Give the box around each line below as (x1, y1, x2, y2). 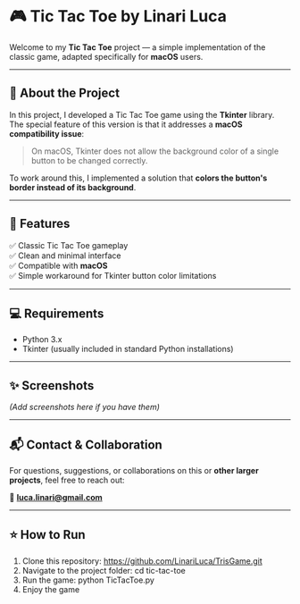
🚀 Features (9, 216, 71, 231)
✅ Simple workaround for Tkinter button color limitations (9, 270, 217, 281)
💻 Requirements (9, 306, 104, 321)
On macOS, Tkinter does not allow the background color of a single (30, 146, 279, 156)
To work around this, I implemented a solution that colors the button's (9, 172, 268, 183)
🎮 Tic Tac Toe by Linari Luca (9, 6, 228, 27)
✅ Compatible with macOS (9, 260, 109, 271)
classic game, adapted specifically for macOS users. (9, 51, 204, 62)
